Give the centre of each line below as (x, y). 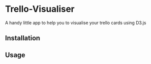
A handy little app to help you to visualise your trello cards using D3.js (76, 23)
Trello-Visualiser (40, 9)
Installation (23, 38)
